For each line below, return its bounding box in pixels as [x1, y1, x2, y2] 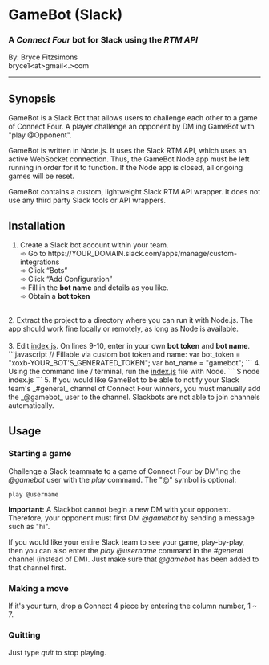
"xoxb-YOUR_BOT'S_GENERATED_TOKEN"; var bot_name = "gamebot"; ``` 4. [8, 358, 261, 368]
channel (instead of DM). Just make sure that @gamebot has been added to [8, 554, 259, 564]
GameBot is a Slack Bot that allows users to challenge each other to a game [8, 113, 258, 123]
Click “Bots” [27, 266, 68, 275]
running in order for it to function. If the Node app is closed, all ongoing [8, 163, 243, 173]
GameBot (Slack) [8, 6, 123, 24]
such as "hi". [8, 521, 50, 531]
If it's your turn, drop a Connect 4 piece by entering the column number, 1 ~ [8, 601, 258, 611]
